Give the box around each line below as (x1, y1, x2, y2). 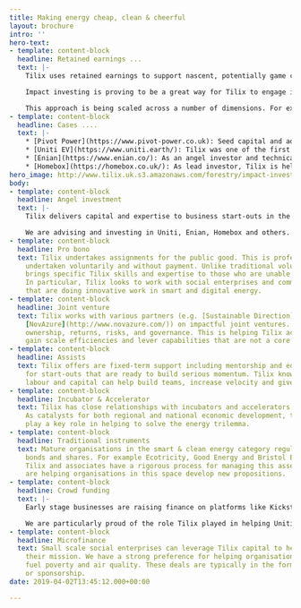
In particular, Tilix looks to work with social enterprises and (25, 278, 275, 287)
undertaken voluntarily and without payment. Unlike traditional (25, 261, 275, 270)
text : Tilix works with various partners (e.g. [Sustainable (17, 311, 251, 321)
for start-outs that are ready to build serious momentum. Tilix (25, 369, 275, 379)
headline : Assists (17, 353, 87, 363)
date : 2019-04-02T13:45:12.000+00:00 (9, 577, 150, 587)
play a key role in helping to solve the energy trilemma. (25, 420, 251, 429)
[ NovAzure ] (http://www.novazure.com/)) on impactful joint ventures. (25, 320, 291, 329)
